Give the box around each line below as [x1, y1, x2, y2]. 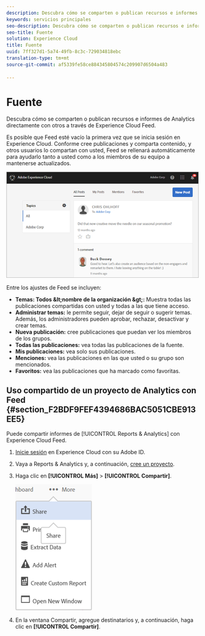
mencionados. [15, 361, 51, 369]
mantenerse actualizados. [6, 160, 71, 167]
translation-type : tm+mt [6, 55, 70, 61]
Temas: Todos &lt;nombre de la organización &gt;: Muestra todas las [15, 296, 191, 303]
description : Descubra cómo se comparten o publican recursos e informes [6, 10, 198, 16]
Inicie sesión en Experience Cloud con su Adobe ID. [15, 449, 145, 455]
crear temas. [15, 322, 48, 329]
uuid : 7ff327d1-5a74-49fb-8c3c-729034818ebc [6, 49, 121, 55]
